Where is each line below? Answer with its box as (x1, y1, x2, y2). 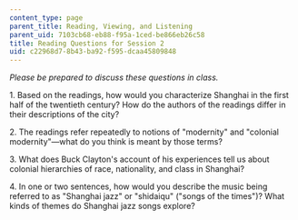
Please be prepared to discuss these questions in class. (9, 72, 219, 83)
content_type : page (9, 13, 84, 23)
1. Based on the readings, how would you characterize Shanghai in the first (9, 90, 289, 101)
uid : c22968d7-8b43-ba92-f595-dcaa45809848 (9, 47, 177, 56)
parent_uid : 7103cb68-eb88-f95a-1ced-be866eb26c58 (9, 30, 205, 39)
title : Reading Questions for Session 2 (9, 38, 165, 48)
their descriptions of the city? (9, 109, 120, 120)
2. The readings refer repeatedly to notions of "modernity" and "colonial (9, 126, 280, 137)
